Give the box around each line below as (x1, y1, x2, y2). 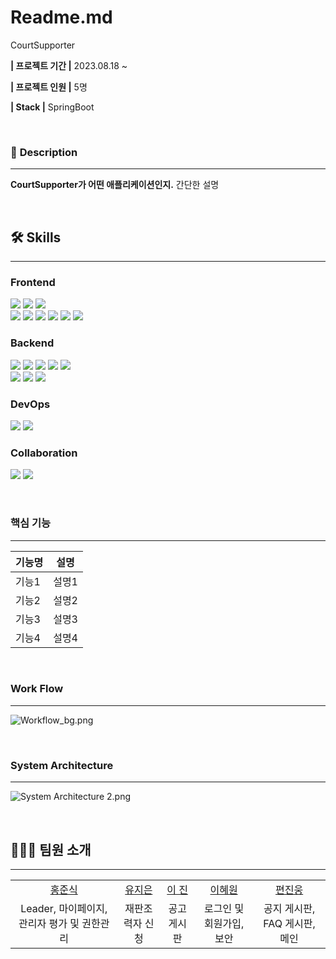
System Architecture (10, 758, 114, 772)
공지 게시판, (263, 901, 316, 915)
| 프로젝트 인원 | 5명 (10, 81, 88, 93)
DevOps (10, 397, 51, 411)
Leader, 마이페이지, (20, 901, 108, 915)
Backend (10, 336, 55, 350)
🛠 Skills (10, 229, 62, 246)
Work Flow (10, 682, 64, 696)
